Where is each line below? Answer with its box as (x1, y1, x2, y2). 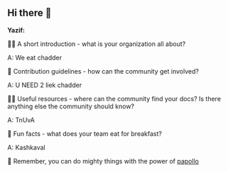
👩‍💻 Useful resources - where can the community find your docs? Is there (7, 94, 222, 103)
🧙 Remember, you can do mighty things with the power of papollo (7, 156, 199, 165)
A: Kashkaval (7, 143, 45, 151)
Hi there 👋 (7, 7, 52, 19)
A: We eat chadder (7, 53, 63, 62)
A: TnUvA (7, 115, 36, 124)
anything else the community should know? (7, 102, 135, 110)
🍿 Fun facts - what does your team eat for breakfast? (7, 129, 162, 138)
